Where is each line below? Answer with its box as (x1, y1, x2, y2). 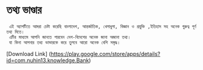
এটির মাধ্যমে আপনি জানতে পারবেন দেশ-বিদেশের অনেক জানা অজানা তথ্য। (9, 34, 131, 40)
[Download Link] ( (6, 50, 51, 57)
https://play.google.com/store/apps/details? (50, 50, 160, 57)
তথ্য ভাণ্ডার (6, 3, 42, 17)
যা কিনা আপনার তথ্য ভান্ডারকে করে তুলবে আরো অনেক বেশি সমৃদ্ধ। (9, 40, 120, 46)
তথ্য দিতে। (6, 29, 25, 35)
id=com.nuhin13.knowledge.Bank (6, 57, 89, 64)
